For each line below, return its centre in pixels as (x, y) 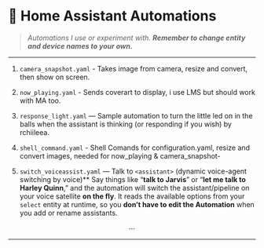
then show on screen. (55, 77)
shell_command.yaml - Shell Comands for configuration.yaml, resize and (134, 148)
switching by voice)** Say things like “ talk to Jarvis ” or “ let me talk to (132, 179)
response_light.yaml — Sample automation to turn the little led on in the (136, 115)
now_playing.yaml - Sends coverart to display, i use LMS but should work (137, 92)
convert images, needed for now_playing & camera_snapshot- (120, 155)
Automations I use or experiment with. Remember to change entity (136, 38)
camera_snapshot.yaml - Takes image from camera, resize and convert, (134, 68)
